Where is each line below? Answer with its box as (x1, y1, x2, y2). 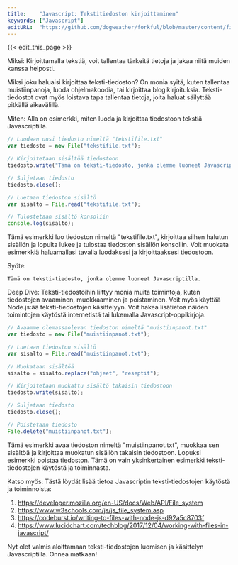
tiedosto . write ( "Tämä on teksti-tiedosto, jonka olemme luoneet (7, 162, 201, 169)
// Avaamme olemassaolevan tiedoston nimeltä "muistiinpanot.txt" (7, 324, 208, 331)
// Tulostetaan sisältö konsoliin (7, 214, 110, 221)
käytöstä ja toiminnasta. (41, 463, 111, 472)
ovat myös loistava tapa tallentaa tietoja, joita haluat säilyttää (34, 93, 212, 102)
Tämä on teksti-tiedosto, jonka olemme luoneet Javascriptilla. (7, 275, 201, 282)
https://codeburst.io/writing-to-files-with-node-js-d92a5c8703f (17, 513, 205, 522)
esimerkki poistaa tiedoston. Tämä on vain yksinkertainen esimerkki (7, 456, 205, 464)
